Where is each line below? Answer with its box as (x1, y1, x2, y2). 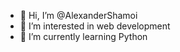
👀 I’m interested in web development (19, 20, 171, 32)
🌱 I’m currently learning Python (19, 31, 148, 42)
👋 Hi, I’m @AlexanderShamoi (19, 10, 138, 21)
